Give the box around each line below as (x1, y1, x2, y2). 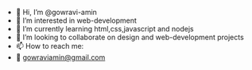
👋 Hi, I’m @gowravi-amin (15, 8, 98, 17)
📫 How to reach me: (15, 42, 84, 50)
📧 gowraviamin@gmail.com (15, 53, 106, 62)
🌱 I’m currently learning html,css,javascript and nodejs (15, 24, 194, 33)
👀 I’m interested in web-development (15, 16, 138, 25)
